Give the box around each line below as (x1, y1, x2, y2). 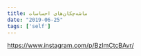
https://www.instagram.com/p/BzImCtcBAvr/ (7, 42, 134, 50)
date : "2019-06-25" (7, 16, 64, 23)
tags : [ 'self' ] (7, 23, 51, 29)
